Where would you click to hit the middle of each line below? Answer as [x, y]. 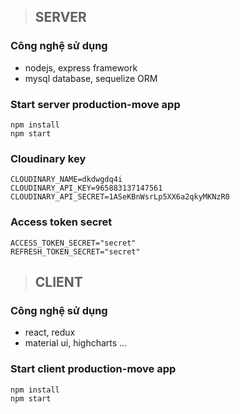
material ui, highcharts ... [76, 343]
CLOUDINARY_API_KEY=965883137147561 [86, 188]
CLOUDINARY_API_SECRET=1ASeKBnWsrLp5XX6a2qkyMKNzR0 [120, 197]
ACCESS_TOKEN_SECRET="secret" [73, 243]
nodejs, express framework [81, 67]
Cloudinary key [48, 158]
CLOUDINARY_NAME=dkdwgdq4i [66, 180]
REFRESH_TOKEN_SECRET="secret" [75, 251]
